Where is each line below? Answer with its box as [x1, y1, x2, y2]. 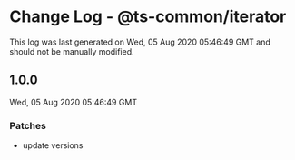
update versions [22, 140, 84, 151]
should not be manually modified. [9, 45, 134, 56]
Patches [9, 119, 47, 132]
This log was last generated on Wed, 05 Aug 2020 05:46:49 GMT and [9, 36, 270, 47]
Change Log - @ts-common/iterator [9, 6, 287, 27]
